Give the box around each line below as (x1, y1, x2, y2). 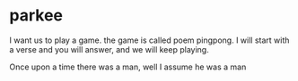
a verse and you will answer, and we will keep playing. (9, 44, 209, 54)
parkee (9, 5, 63, 26)
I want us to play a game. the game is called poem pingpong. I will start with (9, 35, 290, 45)
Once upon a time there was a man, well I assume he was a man (9, 61, 247, 72)
